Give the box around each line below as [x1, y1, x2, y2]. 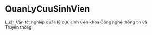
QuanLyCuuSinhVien [5, 3, 90, 14]
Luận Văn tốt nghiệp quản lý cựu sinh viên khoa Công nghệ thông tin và [5, 19, 147, 25]
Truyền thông [5, 24, 32, 30]
